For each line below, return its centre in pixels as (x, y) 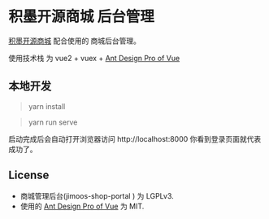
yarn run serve (53, 122)
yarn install (47, 106)
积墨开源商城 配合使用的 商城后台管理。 (74, 41)
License (29, 175)
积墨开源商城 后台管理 (81, 17)
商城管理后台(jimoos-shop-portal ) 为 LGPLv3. (97, 195)
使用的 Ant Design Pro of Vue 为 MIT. (82, 206)
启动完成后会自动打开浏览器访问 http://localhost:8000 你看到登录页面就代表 (135, 138)
